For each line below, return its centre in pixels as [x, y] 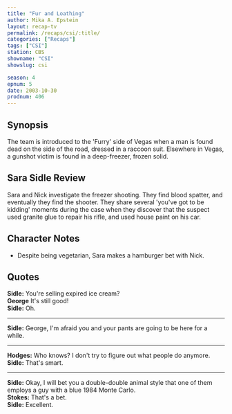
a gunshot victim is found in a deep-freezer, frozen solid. [88, 156]
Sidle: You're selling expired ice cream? [64, 294]
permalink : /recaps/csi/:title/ [54, 33]
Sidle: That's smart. [35, 363]
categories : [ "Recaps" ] [41, 39]
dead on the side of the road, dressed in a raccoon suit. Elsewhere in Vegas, [116, 149]
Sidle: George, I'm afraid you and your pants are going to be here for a [107, 328]
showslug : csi [28, 65]
